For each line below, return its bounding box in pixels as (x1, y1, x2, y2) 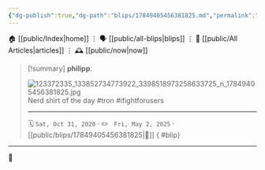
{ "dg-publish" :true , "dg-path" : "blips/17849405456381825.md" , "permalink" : (8, 11, 256, 20)
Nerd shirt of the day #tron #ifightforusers (27, 95, 164, 105)
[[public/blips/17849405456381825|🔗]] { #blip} (27, 130, 181, 139)
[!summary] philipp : (27, 64, 93, 73)
